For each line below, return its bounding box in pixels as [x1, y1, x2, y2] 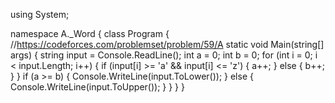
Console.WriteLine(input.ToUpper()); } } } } [10, 81, 185, 93]
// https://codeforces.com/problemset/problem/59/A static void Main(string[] [10, 39, 325, 50]
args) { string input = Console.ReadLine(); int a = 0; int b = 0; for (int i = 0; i [10, 49, 318, 61]
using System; [10, 9, 70, 20]
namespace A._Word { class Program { [10, 28, 170, 39]
